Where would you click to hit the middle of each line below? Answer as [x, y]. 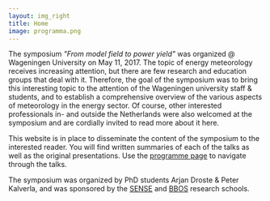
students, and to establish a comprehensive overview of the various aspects [135, 97]
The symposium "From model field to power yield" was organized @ [122, 54]
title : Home [28, 24]
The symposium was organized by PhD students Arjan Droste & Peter [124, 180]
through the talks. [38, 165]
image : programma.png [45, 31]
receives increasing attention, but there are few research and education [128, 71]
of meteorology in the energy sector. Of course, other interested [115, 105]
